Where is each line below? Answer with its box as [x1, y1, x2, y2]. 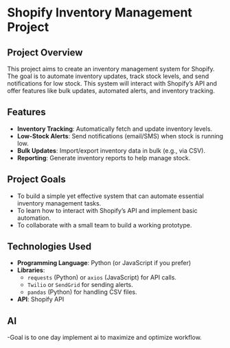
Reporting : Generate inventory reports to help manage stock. [16, 153, 191, 162]
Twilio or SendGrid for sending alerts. [27, 281, 134, 289]
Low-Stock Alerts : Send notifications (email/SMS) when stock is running [16, 132, 224, 140]
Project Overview [7, 47, 83, 58]
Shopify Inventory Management [7, 5, 192, 21]
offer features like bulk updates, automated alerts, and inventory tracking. [7, 87, 215, 95]
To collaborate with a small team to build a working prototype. [16, 221, 192, 229]
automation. [16, 214, 51, 222]
